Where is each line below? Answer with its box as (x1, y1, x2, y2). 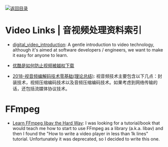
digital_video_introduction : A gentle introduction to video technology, (12, 41, 154, 47)
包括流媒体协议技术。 (26, 85, 70, 91)
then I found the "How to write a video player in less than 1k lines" (12, 130, 148, 136)
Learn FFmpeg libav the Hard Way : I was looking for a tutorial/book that (12, 120, 160, 126)
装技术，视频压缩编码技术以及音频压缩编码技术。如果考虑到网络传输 (12, 79, 153, 85)
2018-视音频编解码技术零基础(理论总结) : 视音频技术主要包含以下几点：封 (12, 73, 162, 79)
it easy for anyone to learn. (12, 52, 68, 58)
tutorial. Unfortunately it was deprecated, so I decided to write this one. (12, 135, 160, 142)
